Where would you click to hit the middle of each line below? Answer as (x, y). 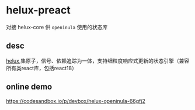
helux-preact (39, 10)
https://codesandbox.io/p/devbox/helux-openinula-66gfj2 (76, 101)
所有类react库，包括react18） (41, 68)
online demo (29, 87)
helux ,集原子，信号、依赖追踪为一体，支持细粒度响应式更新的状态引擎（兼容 (98, 61)
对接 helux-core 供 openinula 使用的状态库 (57, 27)
